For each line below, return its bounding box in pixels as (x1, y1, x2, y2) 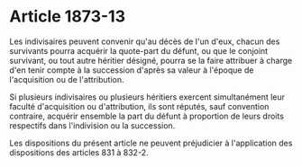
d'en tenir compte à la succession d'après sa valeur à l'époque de (9, 65, 254, 75)
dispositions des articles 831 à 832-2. (9, 146, 149, 158)
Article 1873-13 (9, 6, 126, 27)
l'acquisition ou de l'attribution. (9, 74, 124, 84)
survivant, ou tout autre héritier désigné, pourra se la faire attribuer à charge (9, 55, 293, 66)
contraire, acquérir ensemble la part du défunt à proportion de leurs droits (9, 110, 284, 121)
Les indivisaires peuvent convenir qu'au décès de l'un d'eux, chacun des (9, 36, 280, 47)
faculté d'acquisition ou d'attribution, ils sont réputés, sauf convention (9, 101, 270, 111)
